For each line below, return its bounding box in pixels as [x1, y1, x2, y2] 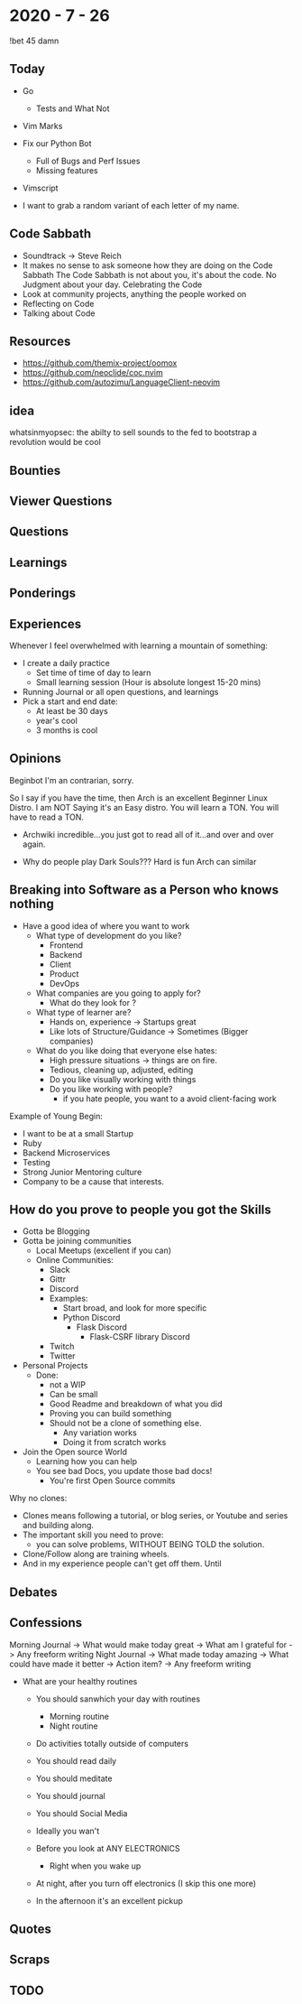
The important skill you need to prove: [22, 1529, 164, 1540]
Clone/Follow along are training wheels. [22, 1549, 169, 1560]
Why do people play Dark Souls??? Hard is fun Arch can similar [22, 856, 257, 867]
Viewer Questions [9, 493, 113, 508]
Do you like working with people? [49, 1083, 173, 1094]
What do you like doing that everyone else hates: [35, 1044, 218, 1056]
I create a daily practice [22, 657, 110, 668]
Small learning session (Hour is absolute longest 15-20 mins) [35, 676, 261, 687]
